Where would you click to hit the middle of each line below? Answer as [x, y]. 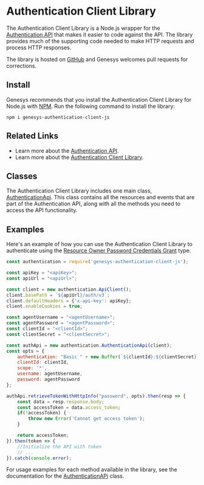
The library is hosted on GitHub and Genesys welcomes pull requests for [97, 59]
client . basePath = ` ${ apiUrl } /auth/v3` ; [58, 295]
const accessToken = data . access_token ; [69, 407]
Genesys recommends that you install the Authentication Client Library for [99, 99]
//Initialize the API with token [59, 447]
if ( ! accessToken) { [42, 413]
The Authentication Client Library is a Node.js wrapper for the [83, 28]
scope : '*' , [32, 368]
